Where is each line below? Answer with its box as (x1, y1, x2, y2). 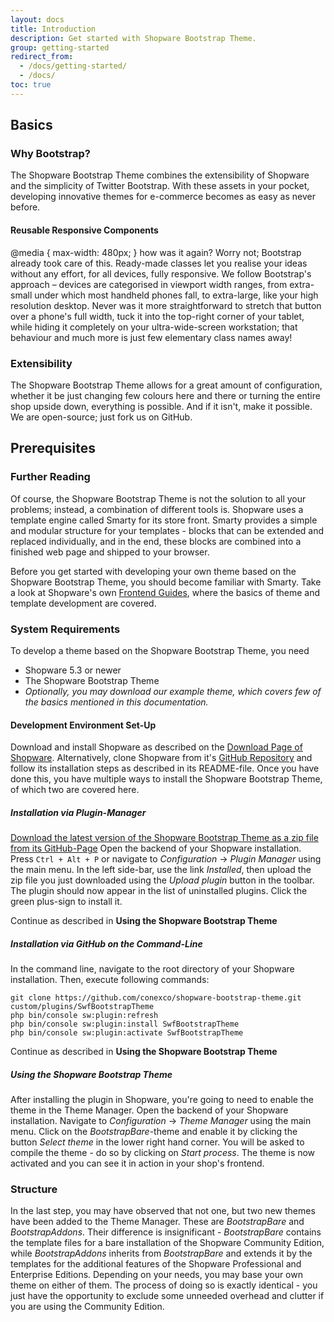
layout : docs (10, 14, 65, 25)
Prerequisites (10, 440, 96, 457)
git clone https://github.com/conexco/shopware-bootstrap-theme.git (10, 993, 302, 1003)
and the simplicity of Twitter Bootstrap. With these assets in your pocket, (10, 180, 310, 192)
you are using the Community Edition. (10, 1301, 165, 1313)
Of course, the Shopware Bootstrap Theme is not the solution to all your (10, 492, 307, 505)
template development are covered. (10, 597, 157, 609)
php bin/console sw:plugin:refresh (10, 1011, 159, 1021)
